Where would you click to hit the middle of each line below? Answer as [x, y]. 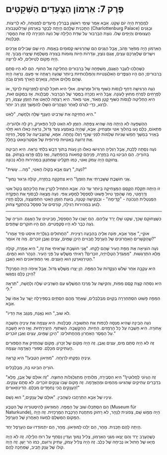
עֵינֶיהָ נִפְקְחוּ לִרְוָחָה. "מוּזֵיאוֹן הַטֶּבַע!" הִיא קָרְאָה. [49, 358]
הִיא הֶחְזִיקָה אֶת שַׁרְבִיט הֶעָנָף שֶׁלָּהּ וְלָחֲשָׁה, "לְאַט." [51, 114]
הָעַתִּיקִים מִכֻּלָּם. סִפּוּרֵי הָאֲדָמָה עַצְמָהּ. [40, 348]
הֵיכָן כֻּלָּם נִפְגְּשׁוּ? [21, 273]
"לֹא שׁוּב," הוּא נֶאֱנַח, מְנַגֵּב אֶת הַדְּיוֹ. [38, 313]
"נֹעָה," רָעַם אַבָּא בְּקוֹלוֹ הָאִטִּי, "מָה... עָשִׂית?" [46, 169]
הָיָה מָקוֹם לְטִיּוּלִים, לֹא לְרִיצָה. [32, 59]
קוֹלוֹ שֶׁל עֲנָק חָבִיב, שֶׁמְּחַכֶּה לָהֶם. [35, 447]
